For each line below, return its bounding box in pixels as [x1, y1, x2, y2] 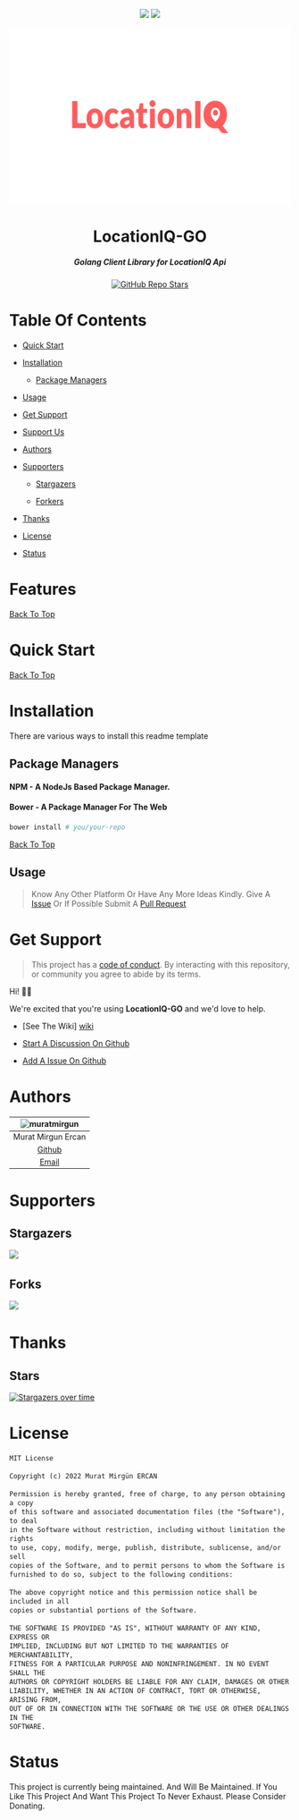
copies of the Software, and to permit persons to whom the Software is [9, 1562, 286, 1570]
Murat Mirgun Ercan [12, 1131, 87, 1142]
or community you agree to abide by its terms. [30, 969, 202, 979]
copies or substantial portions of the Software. [9, 1606, 198, 1615]
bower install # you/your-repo [9, 823, 126, 832]
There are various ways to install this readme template [9, 730, 209, 741]
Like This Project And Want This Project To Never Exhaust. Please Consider [9, 1791, 287, 1802]
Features [9, 580, 77, 599]
